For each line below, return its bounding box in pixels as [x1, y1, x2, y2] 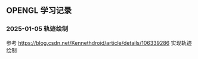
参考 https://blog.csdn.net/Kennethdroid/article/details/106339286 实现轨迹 [6, 39, 192, 46]
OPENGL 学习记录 [6, 5, 72, 16]
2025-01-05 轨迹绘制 [6, 25, 69, 33]
